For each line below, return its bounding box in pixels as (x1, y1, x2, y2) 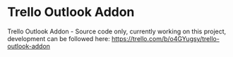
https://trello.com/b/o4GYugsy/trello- (112, 34, 220, 42)
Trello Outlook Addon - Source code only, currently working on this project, (7, 27, 227, 35)
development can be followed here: (7, 34, 111, 42)
